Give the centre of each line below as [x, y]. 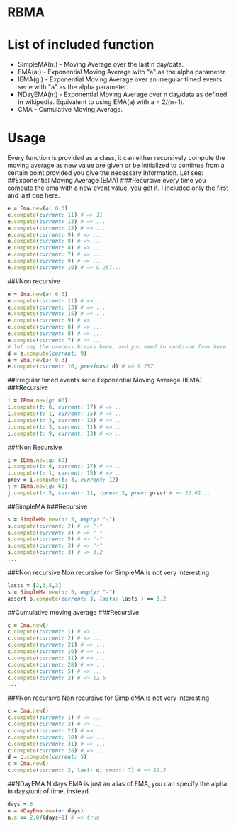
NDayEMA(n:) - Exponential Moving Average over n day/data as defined [122, 95]
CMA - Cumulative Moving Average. [70, 110]
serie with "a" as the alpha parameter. [73, 87]
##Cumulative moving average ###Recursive [73, 612]
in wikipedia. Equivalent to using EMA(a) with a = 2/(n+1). [101, 102]
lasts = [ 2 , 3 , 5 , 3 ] [34, 585]
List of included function [81, 45]
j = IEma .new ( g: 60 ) [38, 487]
